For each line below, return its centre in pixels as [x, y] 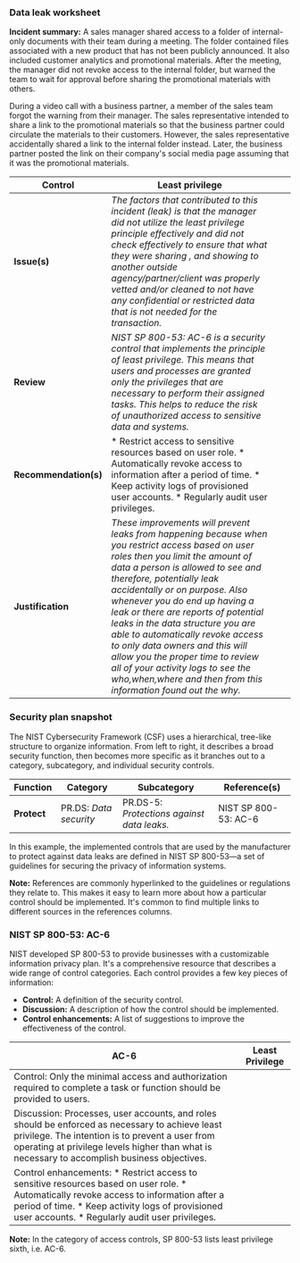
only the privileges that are [167, 382]
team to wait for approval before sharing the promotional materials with [140, 79]
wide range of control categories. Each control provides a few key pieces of [149, 973]
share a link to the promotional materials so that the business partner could [147, 125]
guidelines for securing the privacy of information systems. [118, 866]
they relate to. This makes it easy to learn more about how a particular [138, 892]
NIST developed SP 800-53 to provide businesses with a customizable [139, 954]
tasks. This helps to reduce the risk [184, 405]
